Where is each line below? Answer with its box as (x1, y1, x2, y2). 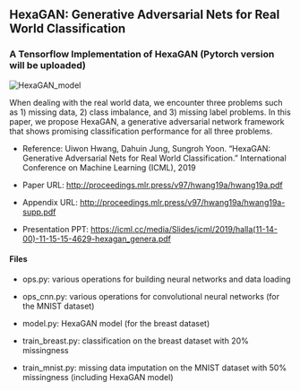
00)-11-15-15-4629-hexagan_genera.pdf (21, 233, 172, 244)
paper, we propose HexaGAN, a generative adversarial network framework (9, 116, 285, 126)
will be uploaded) (9, 59, 87, 72)
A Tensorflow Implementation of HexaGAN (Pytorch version (9, 48, 275, 61)
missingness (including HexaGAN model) (21, 371, 174, 382)
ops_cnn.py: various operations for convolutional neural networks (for (21, 291, 280, 301)
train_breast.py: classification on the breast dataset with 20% (21, 335, 249, 346)
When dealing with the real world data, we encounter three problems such (9, 97, 284, 108)
